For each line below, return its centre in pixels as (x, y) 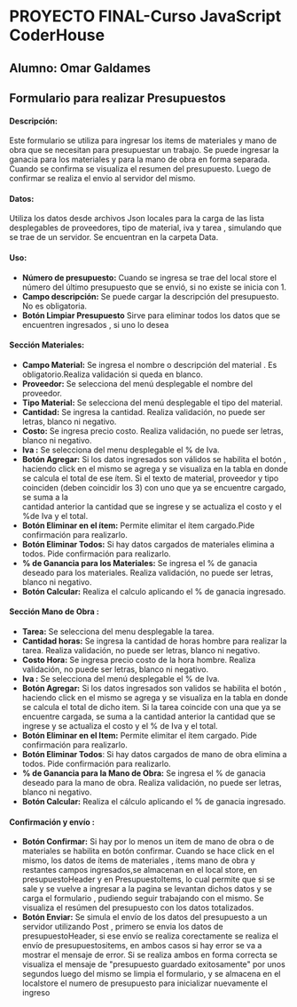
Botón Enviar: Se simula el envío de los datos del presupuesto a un (145, 917)
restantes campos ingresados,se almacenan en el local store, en (139, 870)
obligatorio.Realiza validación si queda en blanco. (113, 374)
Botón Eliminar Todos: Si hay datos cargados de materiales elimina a (148, 544)
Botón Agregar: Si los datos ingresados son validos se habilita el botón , (154, 688)
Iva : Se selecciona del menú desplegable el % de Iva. (121, 678)
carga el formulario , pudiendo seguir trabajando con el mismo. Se (143, 899)
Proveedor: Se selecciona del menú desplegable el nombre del (137, 383)
